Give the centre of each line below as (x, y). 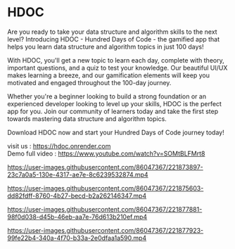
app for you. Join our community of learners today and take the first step (113, 111)
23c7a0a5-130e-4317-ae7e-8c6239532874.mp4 (78, 174)
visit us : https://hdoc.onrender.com (59, 146)
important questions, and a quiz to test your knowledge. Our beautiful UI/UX (118, 68)
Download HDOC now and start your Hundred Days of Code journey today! (116, 132)
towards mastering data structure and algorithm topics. (87, 119)
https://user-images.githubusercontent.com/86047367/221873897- (106, 167)
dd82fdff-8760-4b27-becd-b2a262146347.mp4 (77, 196)
